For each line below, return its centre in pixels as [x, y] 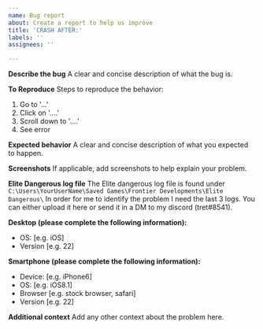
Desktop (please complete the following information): [98, 223]
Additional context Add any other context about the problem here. [116, 317]
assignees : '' [31, 45]
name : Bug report [37, 15]
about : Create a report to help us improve [81, 23]
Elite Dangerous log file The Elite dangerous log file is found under [117, 184]
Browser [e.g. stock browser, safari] [78, 294]
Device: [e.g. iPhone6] [56, 277]
